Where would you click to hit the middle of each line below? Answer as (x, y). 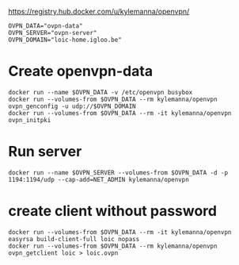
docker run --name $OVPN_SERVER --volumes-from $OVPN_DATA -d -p (118, 173)
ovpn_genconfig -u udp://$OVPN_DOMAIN (72, 106)
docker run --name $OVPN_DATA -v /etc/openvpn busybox (101, 92)
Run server (45, 152)
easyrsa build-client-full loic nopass (74, 239)
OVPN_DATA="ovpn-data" (46, 26)
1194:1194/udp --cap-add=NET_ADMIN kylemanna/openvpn (99, 179)
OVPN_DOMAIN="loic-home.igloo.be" (65, 40)
